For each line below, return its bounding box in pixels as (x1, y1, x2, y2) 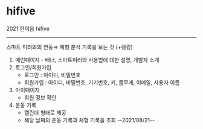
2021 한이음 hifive (6, 25, 50, 32)
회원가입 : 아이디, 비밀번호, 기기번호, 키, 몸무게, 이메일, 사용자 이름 (24, 78, 180, 86)
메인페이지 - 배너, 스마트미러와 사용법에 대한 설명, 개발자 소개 (14, 56, 159, 63)
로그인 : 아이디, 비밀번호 (24, 71, 81, 78)
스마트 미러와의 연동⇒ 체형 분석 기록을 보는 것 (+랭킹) (6, 43, 133, 51)
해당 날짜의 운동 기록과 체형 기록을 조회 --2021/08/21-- (24, 116, 155, 124)
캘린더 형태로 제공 (24, 109, 66, 116)
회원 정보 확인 (24, 93, 57, 101)
